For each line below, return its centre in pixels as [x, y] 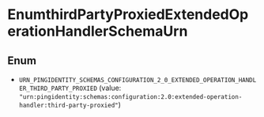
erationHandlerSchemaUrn [98, 31]
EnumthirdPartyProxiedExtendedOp [128, 15]
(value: [110, 88]
